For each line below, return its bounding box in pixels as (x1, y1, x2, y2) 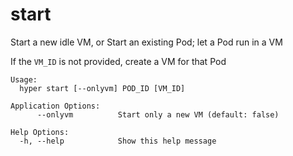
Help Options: (10, 127, 70, 137)
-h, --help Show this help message (19, 136, 217, 146)
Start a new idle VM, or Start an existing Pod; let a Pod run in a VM (10, 36, 283, 48)
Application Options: (10, 101, 101, 111)
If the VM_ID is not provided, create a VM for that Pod (10, 55, 227, 67)
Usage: (10, 74, 38, 85)
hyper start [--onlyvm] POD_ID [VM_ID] (19, 83, 186, 93)
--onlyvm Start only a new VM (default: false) (36, 109, 280, 120)
